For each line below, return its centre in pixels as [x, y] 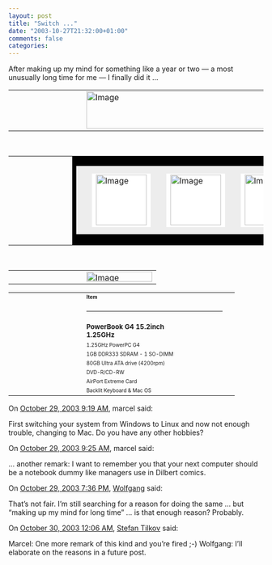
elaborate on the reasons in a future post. [78, 552]
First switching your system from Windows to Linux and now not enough [129, 424]
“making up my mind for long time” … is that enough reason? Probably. [126, 512]
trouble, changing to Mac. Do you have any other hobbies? [106, 432]
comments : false [36, 38]
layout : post [30, 16]
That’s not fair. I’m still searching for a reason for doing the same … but [126, 504]
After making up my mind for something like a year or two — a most [121, 69]
